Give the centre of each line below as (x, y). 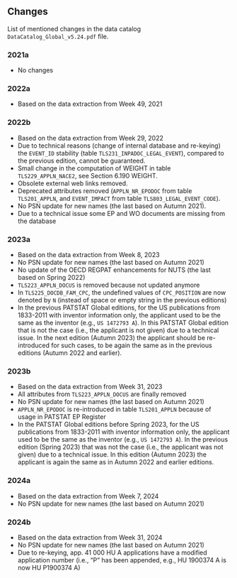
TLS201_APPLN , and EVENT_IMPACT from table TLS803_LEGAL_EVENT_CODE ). (119, 198)
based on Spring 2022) (51, 277)
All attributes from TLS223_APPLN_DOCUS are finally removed (102, 394)
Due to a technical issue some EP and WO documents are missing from (121, 213)
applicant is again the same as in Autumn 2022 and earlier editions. (116, 462)
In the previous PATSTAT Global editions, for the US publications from (119, 307)
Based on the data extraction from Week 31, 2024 (90, 537)
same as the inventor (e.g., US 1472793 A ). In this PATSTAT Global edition (123, 323)
